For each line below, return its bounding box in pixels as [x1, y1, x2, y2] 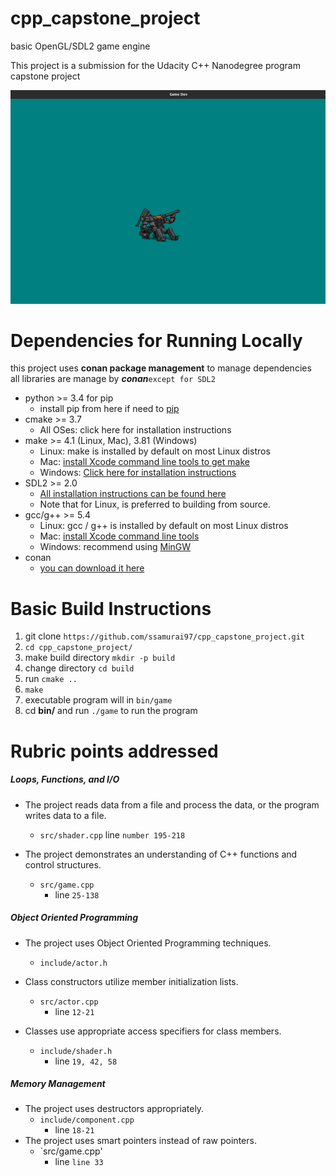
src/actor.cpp [39, 997, 99, 1007]
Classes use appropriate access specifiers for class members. [24, 1025, 282, 1037]
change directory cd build [24, 662, 135, 674]
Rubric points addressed [10, 740, 219, 762]
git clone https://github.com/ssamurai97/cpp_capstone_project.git [24, 630, 306, 642]
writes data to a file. [24, 809, 107, 821]
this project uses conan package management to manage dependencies [10, 362, 312, 374]
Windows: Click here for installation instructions [39, 467, 237, 479]
